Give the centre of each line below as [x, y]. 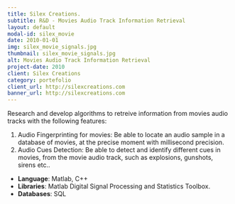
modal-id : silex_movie [41, 34]
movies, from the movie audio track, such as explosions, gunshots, [115, 158]
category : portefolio [39, 80]
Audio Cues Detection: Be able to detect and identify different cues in [119, 150]
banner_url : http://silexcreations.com [66, 93]
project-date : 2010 [36, 67]
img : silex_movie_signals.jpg [52, 47]
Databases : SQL [42, 194]
